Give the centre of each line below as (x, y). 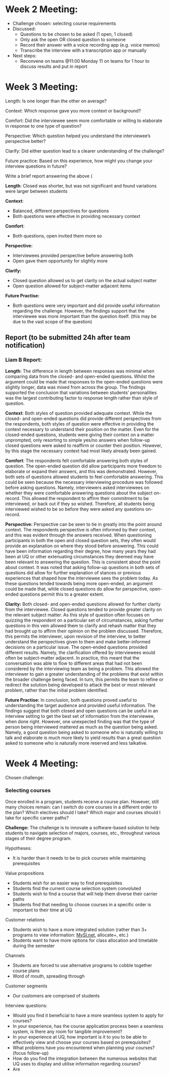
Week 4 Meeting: (42, 763)
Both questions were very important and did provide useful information (86, 305)
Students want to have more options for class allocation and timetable (85, 940)
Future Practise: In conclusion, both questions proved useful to (71, 700)
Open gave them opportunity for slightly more (60, 261)
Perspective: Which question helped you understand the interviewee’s (78, 136)
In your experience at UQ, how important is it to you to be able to (80, 1036)
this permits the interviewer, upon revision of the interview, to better (76, 636)
